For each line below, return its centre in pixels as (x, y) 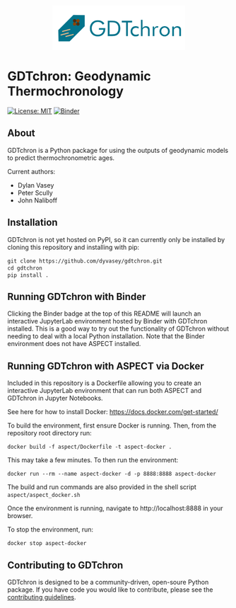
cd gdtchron (25, 268)
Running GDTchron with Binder (77, 296)
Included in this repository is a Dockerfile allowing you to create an (104, 383)
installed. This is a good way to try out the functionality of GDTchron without (118, 329)
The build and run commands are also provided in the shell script (102, 487)
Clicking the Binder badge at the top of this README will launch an (104, 314)
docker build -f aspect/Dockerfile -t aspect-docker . (90, 447)
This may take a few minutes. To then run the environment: (93, 460)
